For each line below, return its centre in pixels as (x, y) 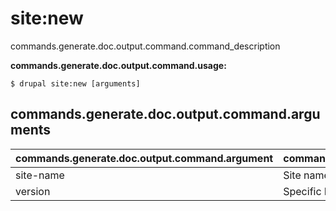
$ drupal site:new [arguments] (75, 83)
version (33, 191)
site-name (40, 175)
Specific (302, 191)
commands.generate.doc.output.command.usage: (118, 65)
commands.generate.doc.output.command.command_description (145, 46)
